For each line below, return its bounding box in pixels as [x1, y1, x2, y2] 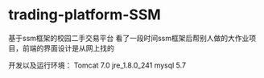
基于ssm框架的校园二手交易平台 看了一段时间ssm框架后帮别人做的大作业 [8, 33, 250, 43]
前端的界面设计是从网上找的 [22, 43, 114, 53]
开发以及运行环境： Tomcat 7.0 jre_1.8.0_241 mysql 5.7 [8, 60, 187, 70]
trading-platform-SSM [8, 6, 161, 24]
